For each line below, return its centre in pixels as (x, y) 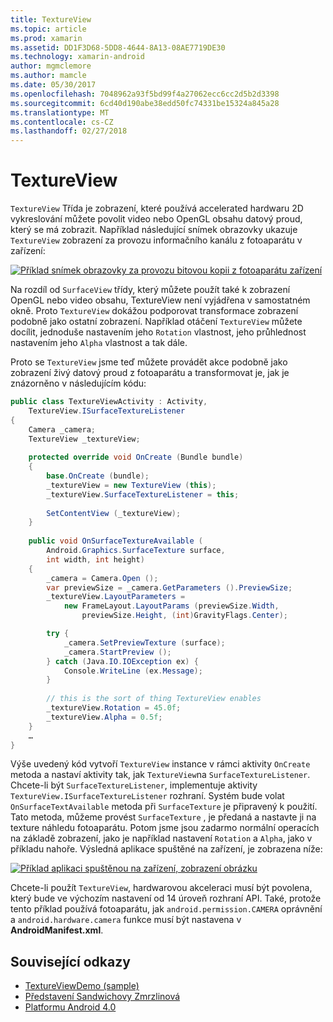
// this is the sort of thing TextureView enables (154, 699)
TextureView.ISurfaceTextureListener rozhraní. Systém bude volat (147, 796)
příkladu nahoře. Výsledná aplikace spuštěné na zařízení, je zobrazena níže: (166, 849)
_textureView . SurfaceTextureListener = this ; (143, 494)
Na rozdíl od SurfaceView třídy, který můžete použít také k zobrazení (150, 290)
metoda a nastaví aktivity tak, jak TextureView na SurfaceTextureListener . (160, 775)
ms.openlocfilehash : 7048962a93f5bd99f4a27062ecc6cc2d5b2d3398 (145, 94)
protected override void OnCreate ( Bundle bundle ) (136, 457)
